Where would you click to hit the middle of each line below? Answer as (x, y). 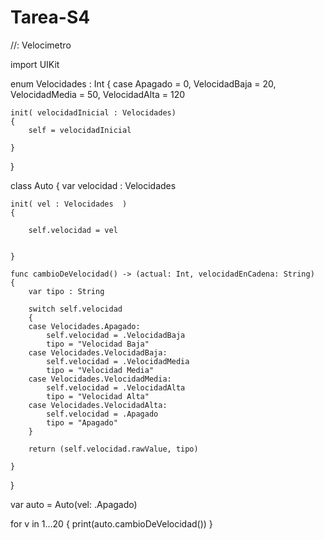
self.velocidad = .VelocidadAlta (116, 387)
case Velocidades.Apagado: (84, 326)
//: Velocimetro (41, 45)
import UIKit (35, 64)
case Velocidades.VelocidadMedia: (100, 379)
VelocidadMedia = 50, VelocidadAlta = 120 (98, 94)
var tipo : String (66, 291)
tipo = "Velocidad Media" (100, 370)
